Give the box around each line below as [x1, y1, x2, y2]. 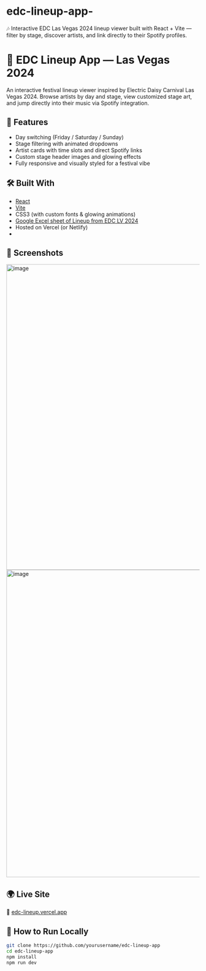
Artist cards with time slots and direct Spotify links [15, 146, 143, 154]
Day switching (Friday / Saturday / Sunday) [15, 133, 124, 140]
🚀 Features [6, 117, 48, 128]
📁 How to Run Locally [6, 926, 89, 937]
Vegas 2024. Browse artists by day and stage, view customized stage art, [6, 93, 192, 100]
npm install [6, 954, 37, 960]
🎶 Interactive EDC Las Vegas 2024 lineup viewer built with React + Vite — [6, 25, 192, 32]
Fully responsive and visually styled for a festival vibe [15, 159, 150, 167]
